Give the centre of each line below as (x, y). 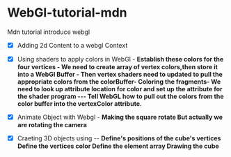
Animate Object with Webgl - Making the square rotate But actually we (120, 117)
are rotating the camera (52, 125)
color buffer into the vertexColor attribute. (80, 104)
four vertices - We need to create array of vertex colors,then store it (117, 67)
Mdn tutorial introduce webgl (49, 32)
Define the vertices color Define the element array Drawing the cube (118, 146)
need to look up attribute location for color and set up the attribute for (120, 89)
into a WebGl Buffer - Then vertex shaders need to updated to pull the (120, 75)
